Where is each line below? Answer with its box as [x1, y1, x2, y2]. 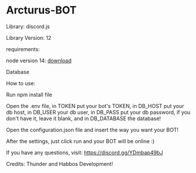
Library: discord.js [6, 23, 50, 30]
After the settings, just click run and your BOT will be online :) [6, 137, 155, 144]
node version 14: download [6, 57, 72, 64]
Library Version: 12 [6, 34, 52, 41]
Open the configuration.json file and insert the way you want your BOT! [6, 126, 178, 133]
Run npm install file [6, 91, 52, 98]
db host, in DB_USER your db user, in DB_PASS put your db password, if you [6, 108, 191, 116]
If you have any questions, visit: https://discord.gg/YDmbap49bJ [6, 149, 163, 156]
